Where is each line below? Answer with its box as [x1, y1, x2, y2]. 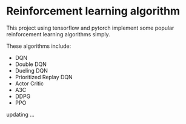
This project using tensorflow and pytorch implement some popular [6, 24, 174, 31]
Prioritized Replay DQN [15, 73, 73, 80]
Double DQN [15, 60, 47, 68]
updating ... [6, 111, 35, 118]
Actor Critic [15, 80, 44, 87]
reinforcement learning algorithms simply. [6, 30, 110, 38]
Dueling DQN [15, 67, 48, 74]
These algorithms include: [6, 42, 71, 50]
